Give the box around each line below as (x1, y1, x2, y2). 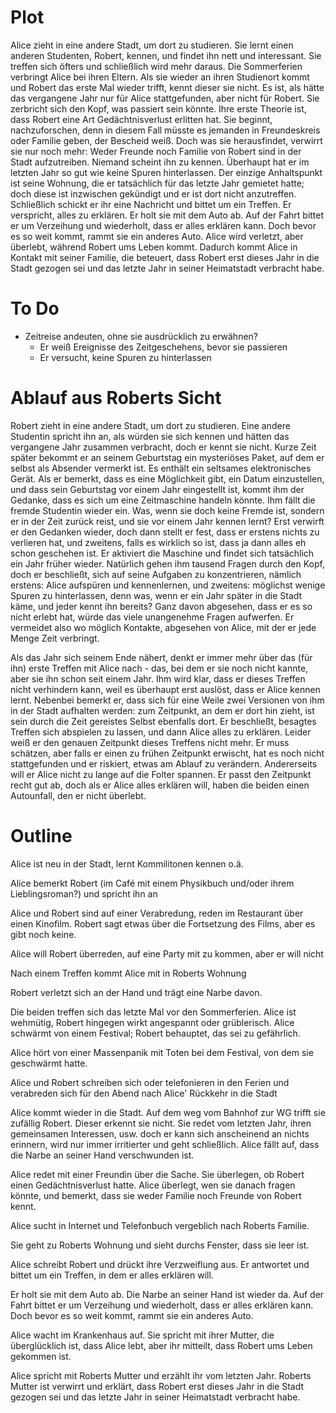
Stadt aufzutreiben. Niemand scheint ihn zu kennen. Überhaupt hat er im (10, 156, 310, 168)
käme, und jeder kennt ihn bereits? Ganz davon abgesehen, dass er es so (10, 600, 313, 612)
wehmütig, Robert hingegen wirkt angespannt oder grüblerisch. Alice (10, 1016, 295, 1028)
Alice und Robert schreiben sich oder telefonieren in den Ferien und (10, 1076, 290, 1088)
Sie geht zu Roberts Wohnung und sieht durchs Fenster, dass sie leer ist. (10, 1239, 310, 1251)
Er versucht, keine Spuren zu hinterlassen (39, 351, 212, 363)
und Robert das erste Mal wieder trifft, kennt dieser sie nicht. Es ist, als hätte (10, 81, 325, 93)
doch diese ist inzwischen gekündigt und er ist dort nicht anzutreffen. (10, 187, 297, 200)
